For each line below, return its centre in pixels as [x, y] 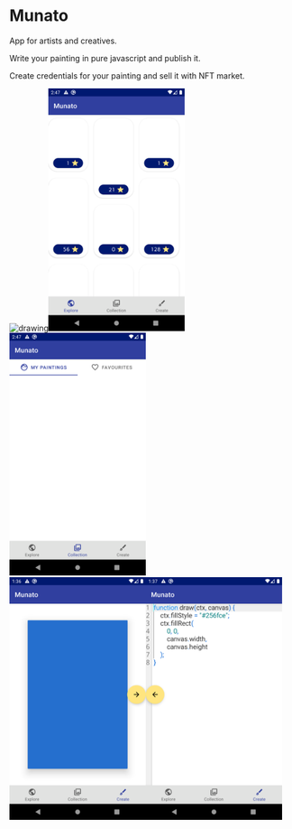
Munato [39, 16]
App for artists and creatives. [63, 41]
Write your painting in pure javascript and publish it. [105, 58]
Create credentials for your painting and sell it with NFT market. [127, 75]
